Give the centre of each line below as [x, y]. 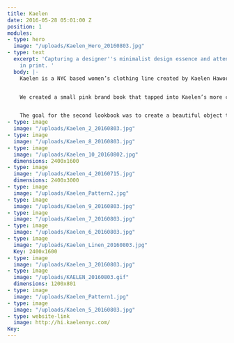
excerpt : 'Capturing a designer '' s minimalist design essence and [112, 59]
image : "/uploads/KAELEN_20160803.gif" [71, 278]
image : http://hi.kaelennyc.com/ [62, 323]
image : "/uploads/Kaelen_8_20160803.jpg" [75, 141]
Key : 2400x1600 [36, 251]
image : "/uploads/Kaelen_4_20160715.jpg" [75, 174]
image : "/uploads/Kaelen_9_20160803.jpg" [75, 206]
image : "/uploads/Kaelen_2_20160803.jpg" [75, 129]
